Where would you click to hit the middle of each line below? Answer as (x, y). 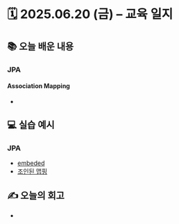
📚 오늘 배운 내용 (41, 46)
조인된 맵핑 (32, 171)
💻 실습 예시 (31, 125)
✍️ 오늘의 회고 (36, 195)
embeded (31, 163)
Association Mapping (39, 86)
